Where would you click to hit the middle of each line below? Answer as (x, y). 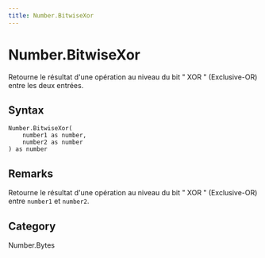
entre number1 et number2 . (49, 201)
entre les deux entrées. (46, 85)
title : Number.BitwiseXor (51, 15)
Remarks (31, 173)
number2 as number (53, 142)
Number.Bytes (32, 245)
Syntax (26, 110)
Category (32, 226)
